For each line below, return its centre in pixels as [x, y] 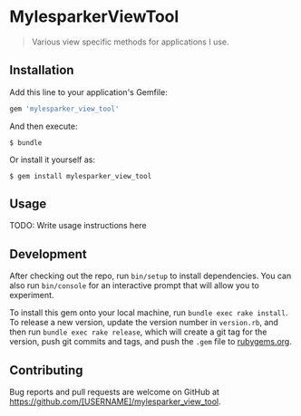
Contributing [46, 370]
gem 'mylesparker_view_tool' [64, 109]
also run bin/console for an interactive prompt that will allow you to [135, 285]
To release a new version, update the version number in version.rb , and [144, 323]
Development [49, 254]
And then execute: [44, 126]
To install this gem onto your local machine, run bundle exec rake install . [149, 313]
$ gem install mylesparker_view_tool [81, 176]
